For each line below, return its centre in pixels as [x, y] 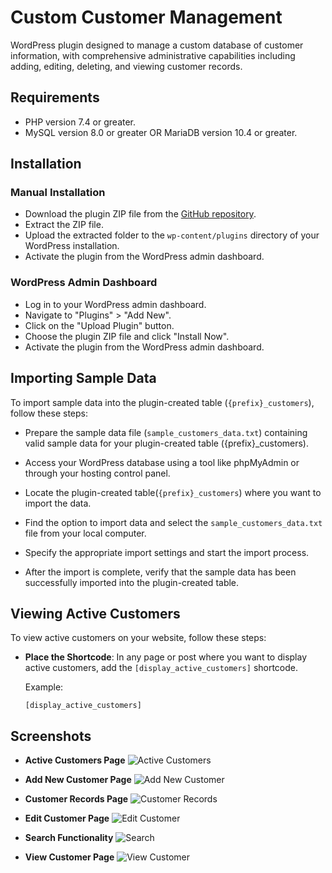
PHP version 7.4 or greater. [80, 122]
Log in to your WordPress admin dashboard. [115, 304]
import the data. [58, 503]
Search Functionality [69, 838]
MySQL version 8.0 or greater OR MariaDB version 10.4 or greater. [161, 132]
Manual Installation [58, 193]
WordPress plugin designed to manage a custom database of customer [157, 45]
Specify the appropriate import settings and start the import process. [167, 552]
